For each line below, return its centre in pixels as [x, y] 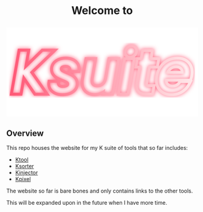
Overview [25, 133]
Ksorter [25, 166]
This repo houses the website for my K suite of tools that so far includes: [97, 148]
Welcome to [102, 11]
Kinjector [26, 173]
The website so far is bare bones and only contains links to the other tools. [100, 191]
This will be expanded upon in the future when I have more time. [87, 203]
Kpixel [23, 179]
